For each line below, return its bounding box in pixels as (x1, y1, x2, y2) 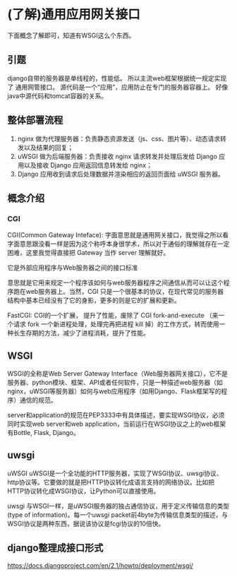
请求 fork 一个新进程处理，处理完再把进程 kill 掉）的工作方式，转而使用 (13, 320, 219, 328)
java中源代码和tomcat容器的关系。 (7, 91, 108, 100)
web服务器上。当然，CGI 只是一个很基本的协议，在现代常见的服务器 (25, 287, 224, 296)
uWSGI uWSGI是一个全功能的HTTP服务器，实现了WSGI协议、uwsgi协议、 (7, 469, 223, 477)
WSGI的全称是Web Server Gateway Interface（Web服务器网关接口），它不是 (7, 369, 228, 378)
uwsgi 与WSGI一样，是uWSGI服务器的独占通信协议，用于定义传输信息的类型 (7, 501, 230, 510)
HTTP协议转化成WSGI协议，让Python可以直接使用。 (7, 487, 160, 495)
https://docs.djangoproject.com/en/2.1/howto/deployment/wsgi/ (7, 561, 194, 569)
